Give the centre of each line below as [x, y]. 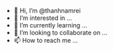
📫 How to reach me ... [46, 40]
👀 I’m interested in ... [43, 18]
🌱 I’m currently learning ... [50, 25]
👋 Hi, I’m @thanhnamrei [47, 11]
